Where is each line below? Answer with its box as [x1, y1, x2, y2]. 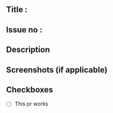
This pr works [14, 100, 48, 108]
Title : [6, 5, 28, 15]
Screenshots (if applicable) [6, 65, 108, 75]
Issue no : [6, 25, 42, 35]
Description [6, 45, 50, 55]
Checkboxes [6, 85, 54, 95]
